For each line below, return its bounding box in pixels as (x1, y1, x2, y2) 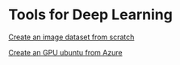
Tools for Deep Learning (8, 6, 174, 24)
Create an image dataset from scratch (8, 32, 135, 42)
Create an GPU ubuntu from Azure (8, 47, 123, 57)
